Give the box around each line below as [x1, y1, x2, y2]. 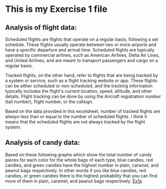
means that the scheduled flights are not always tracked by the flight [5, 119, 145, 125]
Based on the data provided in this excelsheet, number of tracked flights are [5, 108, 160, 114]
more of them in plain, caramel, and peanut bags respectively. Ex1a [5, 178, 142, 184]
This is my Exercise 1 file [5, 3, 108, 15]
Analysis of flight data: [5, 23, 77, 32]
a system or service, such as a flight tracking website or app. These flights [5, 78, 158, 83]
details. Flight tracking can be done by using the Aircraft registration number [5, 93, 161, 99]
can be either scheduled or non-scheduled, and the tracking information [5, 83, 153, 89]
